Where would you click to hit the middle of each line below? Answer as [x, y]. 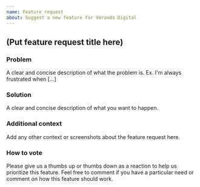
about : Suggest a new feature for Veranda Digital [72, 18]
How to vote [24, 152]
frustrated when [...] [31, 79]
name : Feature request [35, 12]
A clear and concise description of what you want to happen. [82, 108]
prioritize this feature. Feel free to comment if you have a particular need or [100, 172]
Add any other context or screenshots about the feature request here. [93, 137]
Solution [19, 95]
